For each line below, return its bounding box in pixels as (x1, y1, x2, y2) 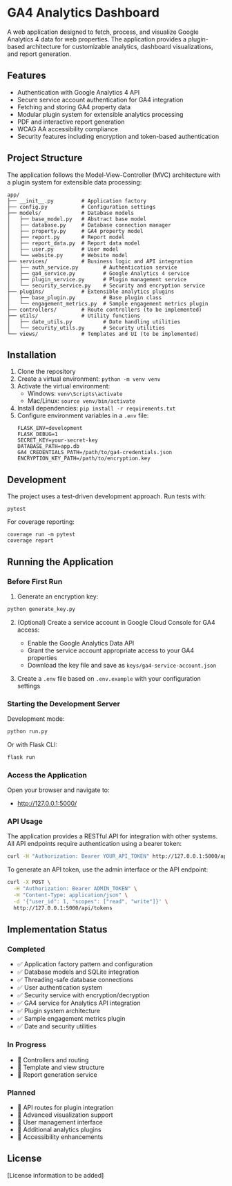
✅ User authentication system (17, 983, 103, 992)
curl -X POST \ (7, 879, 51, 886)
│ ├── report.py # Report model (7, 234, 126, 241)
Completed (7, 944, 46, 954)
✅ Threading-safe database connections (17, 976, 133, 984)
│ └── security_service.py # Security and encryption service (7, 282, 206, 289)
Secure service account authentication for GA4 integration (17, 95, 184, 104)
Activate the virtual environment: (17, 382, 110, 390)
